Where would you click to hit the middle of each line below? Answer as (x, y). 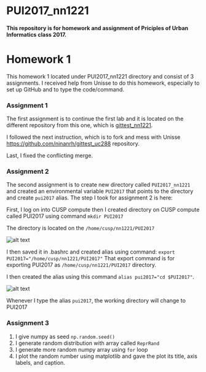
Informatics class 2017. (37, 34)
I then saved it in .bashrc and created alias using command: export (91, 252)
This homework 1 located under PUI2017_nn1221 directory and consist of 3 (100, 76)
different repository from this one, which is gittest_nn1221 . (80, 125)
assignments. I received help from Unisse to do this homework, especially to (103, 83)
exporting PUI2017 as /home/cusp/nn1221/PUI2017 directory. (81, 265)
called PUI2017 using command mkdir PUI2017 (65, 216)
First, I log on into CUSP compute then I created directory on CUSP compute (103, 210)
